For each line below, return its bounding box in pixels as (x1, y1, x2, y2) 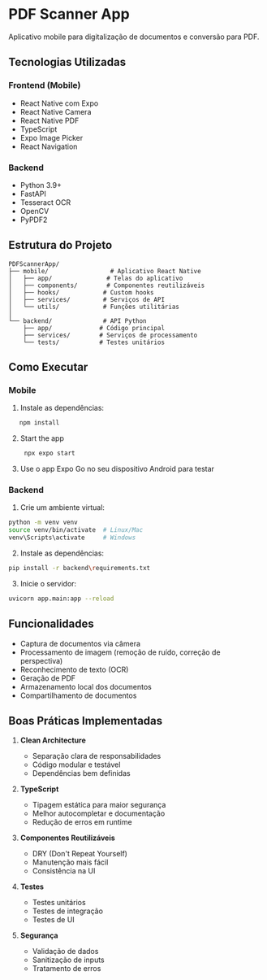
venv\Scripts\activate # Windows (8, 534, 136, 542)
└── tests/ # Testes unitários (23, 338, 165, 346)
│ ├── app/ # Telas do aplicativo (8, 274, 183, 282)
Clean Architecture (19, 735, 87, 745)
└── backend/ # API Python (8, 316, 148, 325)
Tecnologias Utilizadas (8, 55, 127, 69)
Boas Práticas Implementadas (8, 714, 163, 728)
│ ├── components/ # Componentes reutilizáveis (8, 281, 205, 290)
